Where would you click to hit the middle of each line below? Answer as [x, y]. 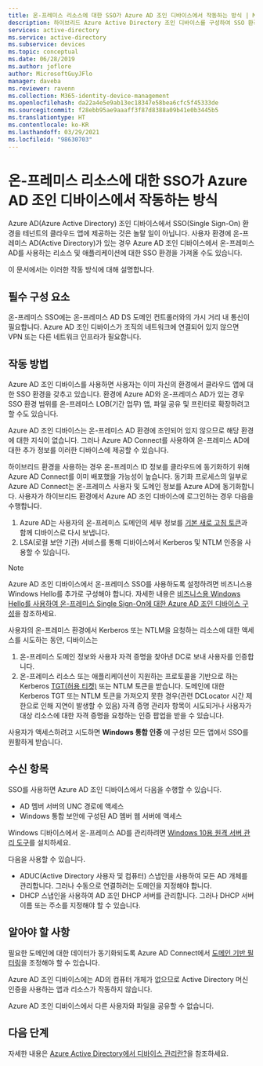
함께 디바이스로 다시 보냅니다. [65, 533]
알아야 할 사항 [39, 932]
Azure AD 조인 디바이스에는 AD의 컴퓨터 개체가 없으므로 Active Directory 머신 [128, 979]
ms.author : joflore [40, 67]
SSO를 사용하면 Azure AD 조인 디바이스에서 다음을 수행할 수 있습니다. [115, 789]
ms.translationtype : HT [47, 118]
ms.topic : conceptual [43, 52]
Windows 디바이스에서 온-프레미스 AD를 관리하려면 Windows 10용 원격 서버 [125, 832]
